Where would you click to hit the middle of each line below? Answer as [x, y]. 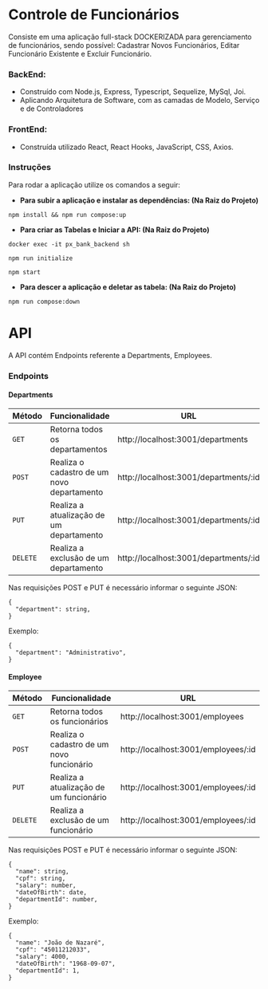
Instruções [30, 167]
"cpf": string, [41, 879]
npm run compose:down [44, 301]
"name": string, [42, 872]
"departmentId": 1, [48, 971]
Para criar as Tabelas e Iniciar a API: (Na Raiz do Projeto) [114, 230]
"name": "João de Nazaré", [60, 943]
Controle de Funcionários [94, 15]
